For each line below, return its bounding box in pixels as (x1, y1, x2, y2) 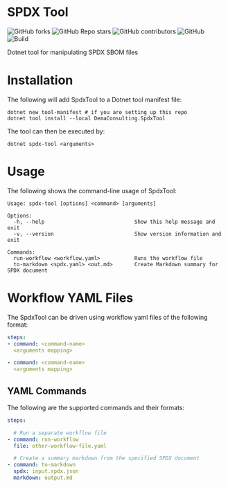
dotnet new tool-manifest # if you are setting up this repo (7, 108, 188, 115)
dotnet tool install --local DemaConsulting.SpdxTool (7, 115, 166, 122)
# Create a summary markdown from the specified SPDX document (13, 455, 200, 462)
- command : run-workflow (7, 436, 79, 443)
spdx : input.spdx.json (13, 468, 79, 475)
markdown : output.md (13, 474, 73, 482)
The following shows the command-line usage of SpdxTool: (7, 186, 177, 195)
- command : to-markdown (7, 462, 76, 469)
